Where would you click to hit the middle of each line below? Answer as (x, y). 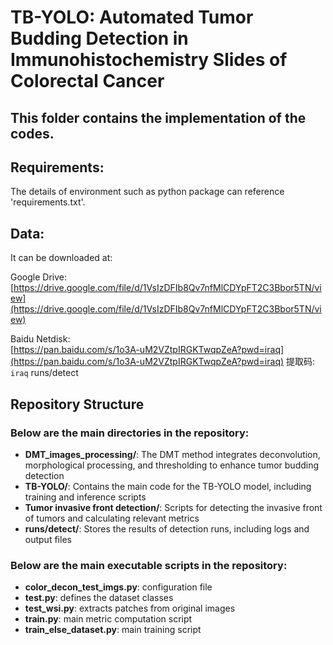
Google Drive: (39, 277)
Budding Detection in (99, 38)
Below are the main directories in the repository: (130, 433)
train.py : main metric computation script (108, 619)
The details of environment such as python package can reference (147, 192)
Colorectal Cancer (87, 81)
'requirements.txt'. (48, 202)
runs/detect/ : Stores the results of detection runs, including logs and (167, 528)
